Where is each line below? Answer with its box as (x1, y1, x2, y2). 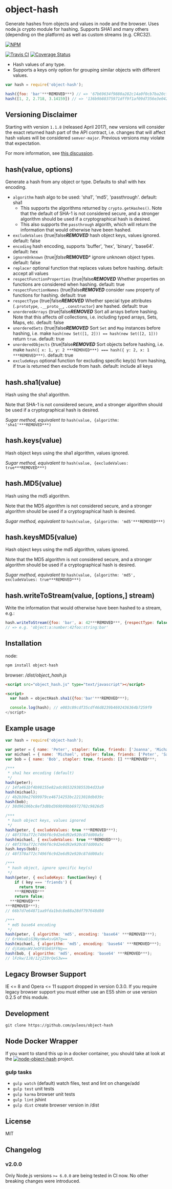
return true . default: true (12, 336, 65, 342)
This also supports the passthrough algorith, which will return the (20, 222, 157, 228)
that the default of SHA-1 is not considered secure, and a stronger (20, 210, 160, 216)
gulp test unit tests (12, 1086, 55, 1092)
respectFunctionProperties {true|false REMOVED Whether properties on (12, 276, 165, 282)
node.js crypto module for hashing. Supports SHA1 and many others (5, 26, 149, 32)
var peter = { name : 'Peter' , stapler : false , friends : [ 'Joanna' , (5, 747, 153, 752)
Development (5, 1009, 50, 1018)
